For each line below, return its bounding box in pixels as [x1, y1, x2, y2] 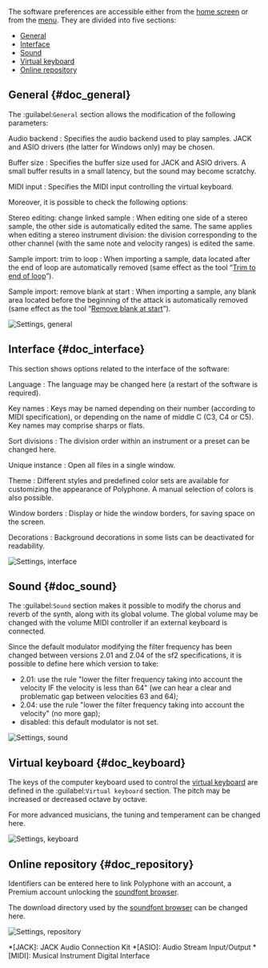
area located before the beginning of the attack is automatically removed [8, 295, 248, 304]
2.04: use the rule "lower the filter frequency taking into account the [19, 700, 245, 710]
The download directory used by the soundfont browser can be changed [8, 903, 248, 913]
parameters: [8, 118, 49, 128]
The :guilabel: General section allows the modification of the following [8, 109, 236, 119]
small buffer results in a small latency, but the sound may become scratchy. [8, 166, 257, 176]
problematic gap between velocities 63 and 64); [19, 692, 178, 702]
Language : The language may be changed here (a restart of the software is [8, 379, 258, 388]
